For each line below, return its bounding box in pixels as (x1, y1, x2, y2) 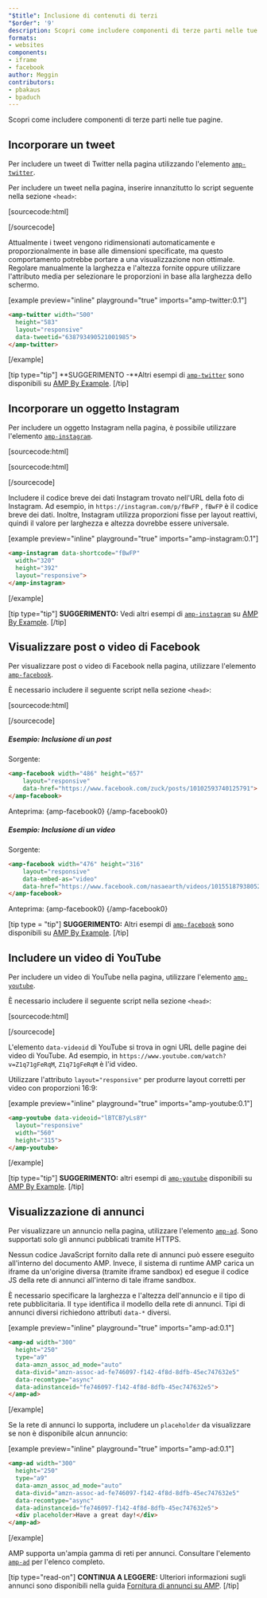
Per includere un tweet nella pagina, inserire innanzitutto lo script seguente (8, 183, 254, 193)
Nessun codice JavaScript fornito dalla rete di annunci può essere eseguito (8, 1250, 254, 1260)
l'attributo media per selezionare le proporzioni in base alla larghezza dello (8, 272, 253, 281)
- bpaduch (8, 93, 41, 101)
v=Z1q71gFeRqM (8, 1061, 56, 1069)
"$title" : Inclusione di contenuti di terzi (8, 11, 158, 20)
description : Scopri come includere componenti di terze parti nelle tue (8, 26, 258, 34)
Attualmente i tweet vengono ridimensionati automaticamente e (8, 238, 216, 248)
